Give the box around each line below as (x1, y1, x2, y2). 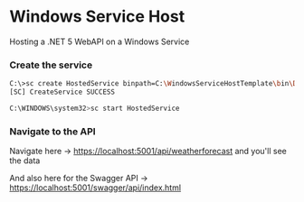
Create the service (9, 59, 93, 71)
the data (9, 155, 41, 166)
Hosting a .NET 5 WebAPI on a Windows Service (9, 36, 190, 47)
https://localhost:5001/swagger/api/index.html (9, 182, 182, 193)
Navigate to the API (9, 124, 97, 137)
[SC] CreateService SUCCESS (9, 87, 116, 96)
